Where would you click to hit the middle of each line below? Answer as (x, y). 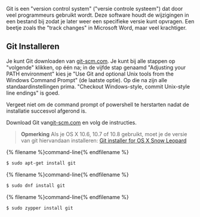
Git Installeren (33, 46)
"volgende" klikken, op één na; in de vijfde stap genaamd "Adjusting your (96, 67)
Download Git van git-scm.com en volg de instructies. (72, 122)
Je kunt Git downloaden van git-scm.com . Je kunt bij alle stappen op (91, 61)
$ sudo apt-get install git (41, 163)
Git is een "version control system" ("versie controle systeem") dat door (95, 9)
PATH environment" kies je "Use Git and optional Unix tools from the (90, 74)
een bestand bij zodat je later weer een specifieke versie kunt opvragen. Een (100, 21)
